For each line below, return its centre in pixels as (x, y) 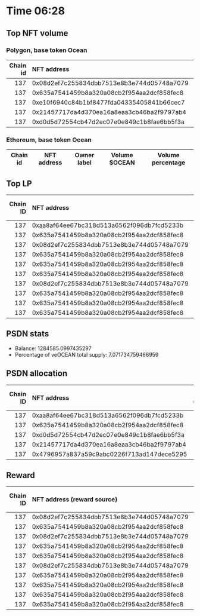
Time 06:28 (36, 11)
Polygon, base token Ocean (47, 50)
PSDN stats (28, 334)
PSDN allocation (37, 374)
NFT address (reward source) (75, 499)
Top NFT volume (37, 33)
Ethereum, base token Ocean (49, 140)
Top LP (19, 183)
